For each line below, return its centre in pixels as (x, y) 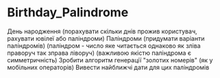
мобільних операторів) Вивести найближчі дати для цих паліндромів (108, 67)
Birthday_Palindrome (68, 13)
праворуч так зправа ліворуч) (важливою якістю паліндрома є (99, 53)
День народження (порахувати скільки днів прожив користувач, (102, 31)
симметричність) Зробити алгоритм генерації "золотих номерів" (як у (110, 60)
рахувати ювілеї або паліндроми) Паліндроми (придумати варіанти (106, 38)
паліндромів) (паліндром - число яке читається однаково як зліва (104, 45)
